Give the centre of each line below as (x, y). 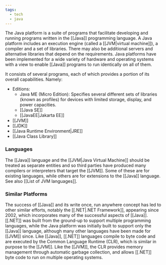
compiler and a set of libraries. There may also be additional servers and (79, 49)
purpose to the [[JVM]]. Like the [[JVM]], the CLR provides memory (74, 247)
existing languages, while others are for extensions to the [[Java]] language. (83, 176)
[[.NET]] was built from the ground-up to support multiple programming (78, 220)
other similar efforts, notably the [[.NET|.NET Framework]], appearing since (82, 210)
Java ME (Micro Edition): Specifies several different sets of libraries (88, 94)
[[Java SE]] (31, 110)
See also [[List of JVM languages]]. (41, 181)
